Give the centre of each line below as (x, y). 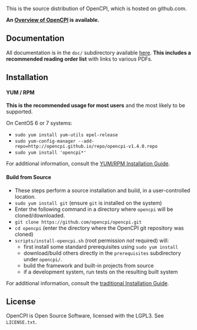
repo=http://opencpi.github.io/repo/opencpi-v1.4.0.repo (86, 147)
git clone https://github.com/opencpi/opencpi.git (78, 222)
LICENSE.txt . (22, 322)
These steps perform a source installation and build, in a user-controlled (102, 190)
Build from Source (29, 177)
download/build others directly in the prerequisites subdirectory (102, 253)
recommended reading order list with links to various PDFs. (79, 59)
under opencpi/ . (43, 259)
